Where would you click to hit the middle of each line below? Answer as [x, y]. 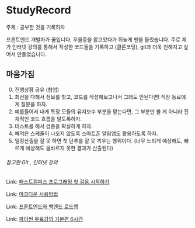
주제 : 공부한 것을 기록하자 [36, 27]
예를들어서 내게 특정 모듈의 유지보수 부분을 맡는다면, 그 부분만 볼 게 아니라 [98, 111]
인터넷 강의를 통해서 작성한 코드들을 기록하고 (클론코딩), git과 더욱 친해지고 [97, 47]
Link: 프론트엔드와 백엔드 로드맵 [42, 206]
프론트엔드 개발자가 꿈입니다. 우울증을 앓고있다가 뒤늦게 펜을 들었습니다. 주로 [93, 39]
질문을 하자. [34, 104]
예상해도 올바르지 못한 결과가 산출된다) [69, 148]
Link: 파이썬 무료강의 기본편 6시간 [45, 219]
